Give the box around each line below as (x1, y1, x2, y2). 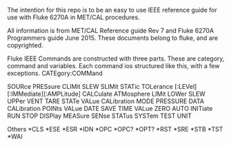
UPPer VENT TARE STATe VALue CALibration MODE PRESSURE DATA (7, 97, 205, 105)
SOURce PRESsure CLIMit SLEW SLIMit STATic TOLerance (7, 83, 174, 90)
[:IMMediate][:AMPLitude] (7, 90, 81, 98)
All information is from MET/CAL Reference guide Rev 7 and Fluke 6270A (7, 27, 214, 34)
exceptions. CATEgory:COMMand (7, 69, 103, 77)
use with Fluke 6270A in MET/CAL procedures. (7, 13, 140, 21)
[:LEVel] (174, 83, 197, 90)
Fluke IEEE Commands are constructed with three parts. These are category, (7, 54, 225, 63)
